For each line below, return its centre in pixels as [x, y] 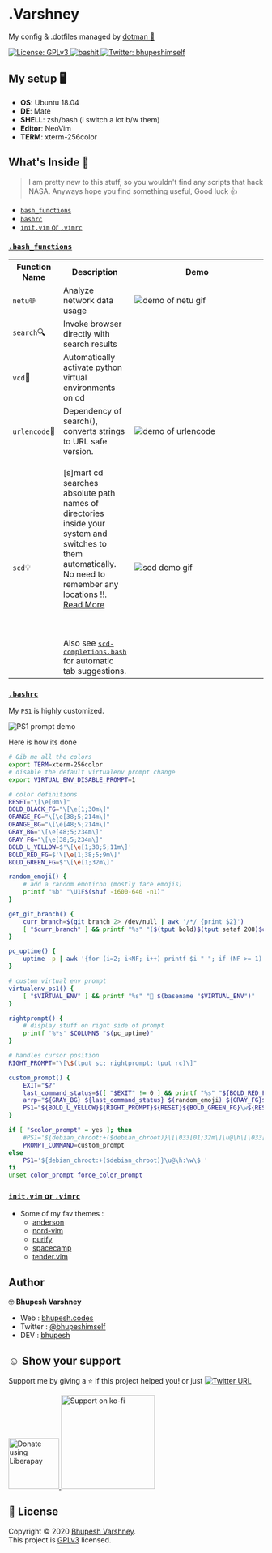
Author [26, 1282]
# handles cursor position [54, 1056]
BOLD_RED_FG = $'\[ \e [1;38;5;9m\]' [65, 855]
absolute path [89, 493]
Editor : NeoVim [45, 128]
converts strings [94, 431]
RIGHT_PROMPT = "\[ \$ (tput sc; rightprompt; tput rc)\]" [103, 1063]
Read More [84, 604]
